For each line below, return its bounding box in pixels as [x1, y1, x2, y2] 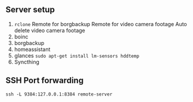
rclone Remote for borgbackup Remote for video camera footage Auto [14, 20, 187, 27]
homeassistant [14, 46, 51, 53]
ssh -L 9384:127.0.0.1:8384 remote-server [5, 91, 113, 97]
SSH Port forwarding [5, 75, 84, 85]
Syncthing [14, 58, 40, 65]
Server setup [5, 5, 55, 15]
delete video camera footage [14, 27, 86, 34]
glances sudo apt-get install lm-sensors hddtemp [14, 52, 139, 59]
